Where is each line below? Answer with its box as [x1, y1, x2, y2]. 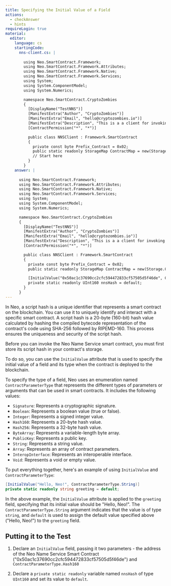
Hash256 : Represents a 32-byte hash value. [12, 424, 102, 430]
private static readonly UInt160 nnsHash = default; [27, 280, 142, 285]
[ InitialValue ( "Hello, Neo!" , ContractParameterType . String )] [5, 482, 140, 487]
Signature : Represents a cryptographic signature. [12, 402, 117, 408]
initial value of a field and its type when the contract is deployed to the [5, 361, 153, 367]
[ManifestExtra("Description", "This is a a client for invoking [23, 239, 165, 244]
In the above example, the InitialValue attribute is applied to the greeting [5, 495, 161, 502]
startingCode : [14, 45, 44, 50]
